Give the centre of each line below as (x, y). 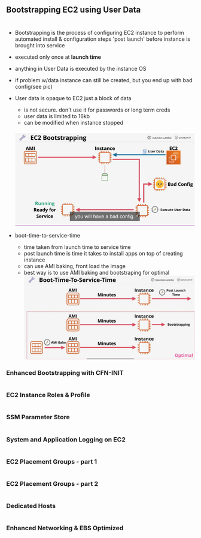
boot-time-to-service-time (48, 236)
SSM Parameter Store (38, 417)
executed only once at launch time (58, 57)
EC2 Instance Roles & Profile (48, 395)
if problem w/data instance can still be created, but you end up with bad (103, 80)
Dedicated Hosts (31, 506)
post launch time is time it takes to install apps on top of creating (103, 254)
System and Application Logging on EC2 (66, 439)
